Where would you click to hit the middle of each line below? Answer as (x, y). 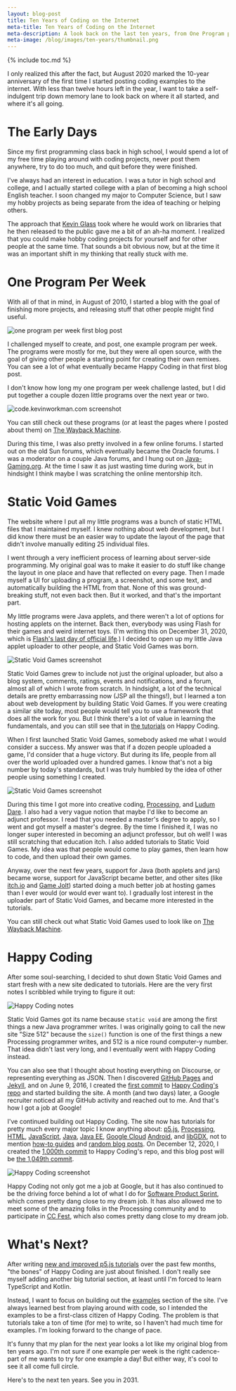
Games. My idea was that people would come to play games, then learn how (118, 849)
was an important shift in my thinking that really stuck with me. (98, 254)
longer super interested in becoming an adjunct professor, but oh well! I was (117, 834)
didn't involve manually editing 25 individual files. (78, 544)
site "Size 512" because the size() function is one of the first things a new (115, 1034)
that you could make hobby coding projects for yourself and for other (107, 239)
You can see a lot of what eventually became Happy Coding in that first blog (117, 366)
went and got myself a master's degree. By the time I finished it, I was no (113, 827)
